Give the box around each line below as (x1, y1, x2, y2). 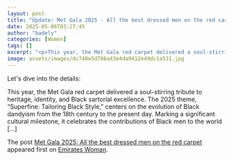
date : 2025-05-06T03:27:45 (7, 23, 85, 30)
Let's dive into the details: (7, 74, 81, 82)
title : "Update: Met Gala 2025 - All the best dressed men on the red (7, 17, 216, 24)
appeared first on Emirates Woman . (7, 145, 109, 153)
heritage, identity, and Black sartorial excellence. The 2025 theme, (7, 95, 197, 103)
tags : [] (7, 42, 33, 49)
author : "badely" (7, 29, 58, 37)
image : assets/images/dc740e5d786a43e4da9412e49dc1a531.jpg (7, 55, 185, 62)
